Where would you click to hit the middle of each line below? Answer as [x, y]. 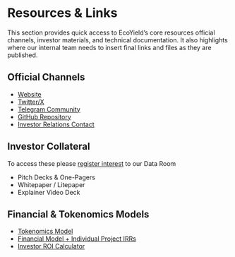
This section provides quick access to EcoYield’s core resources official [111, 32]
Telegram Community [49, 109]
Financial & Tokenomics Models [78, 214]
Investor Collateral [49, 147]
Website [30, 94]
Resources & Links [62, 13]
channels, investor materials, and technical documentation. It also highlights [117, 40]
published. [23, 55]
